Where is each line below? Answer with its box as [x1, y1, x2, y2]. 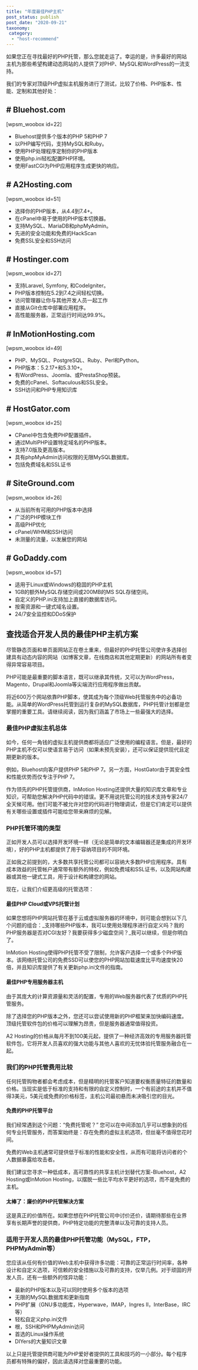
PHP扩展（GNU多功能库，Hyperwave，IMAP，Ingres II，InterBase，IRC [14, 1300, 191, 1308]
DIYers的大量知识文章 [14, 1338, 67, 1345]
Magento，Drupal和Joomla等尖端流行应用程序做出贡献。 [6, 681, 144, 688]
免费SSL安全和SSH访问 [14, 237, 72, 244]
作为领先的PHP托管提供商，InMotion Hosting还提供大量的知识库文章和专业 [6, 785, 187, 793]
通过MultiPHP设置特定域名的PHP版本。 [14, 439, 110, 446]
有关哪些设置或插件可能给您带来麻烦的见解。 [6, 808, 115, 815]
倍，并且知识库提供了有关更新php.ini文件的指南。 [6, 964, 126, 971]
